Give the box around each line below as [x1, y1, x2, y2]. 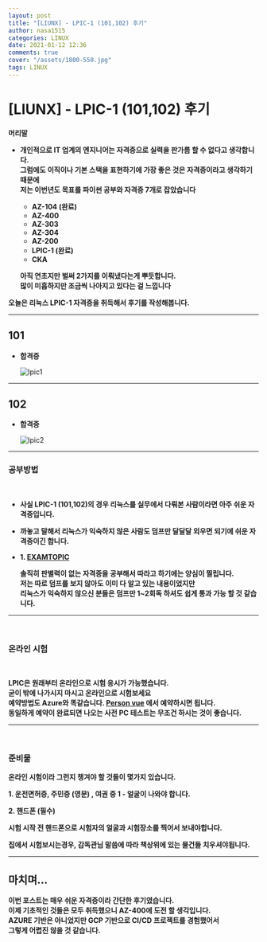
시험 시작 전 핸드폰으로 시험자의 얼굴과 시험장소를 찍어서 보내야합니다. [8, 823, 222, 833]
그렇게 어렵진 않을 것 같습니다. [8, 925, 101, 936]
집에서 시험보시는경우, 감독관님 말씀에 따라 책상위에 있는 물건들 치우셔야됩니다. [8, 840, 250, 850]
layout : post [8, 11, 52, 20]
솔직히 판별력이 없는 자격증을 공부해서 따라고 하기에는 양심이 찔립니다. [19, 569, 234, 578]
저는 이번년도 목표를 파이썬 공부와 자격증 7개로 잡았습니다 [19, 185, 196, 194]
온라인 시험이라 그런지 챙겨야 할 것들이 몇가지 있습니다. [8, 772, 176, 782]
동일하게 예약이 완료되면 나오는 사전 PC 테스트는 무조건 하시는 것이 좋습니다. [8, 708, 242, 717]
